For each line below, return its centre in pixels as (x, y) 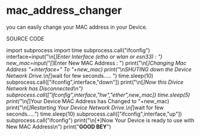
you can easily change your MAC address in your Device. (77, 27)
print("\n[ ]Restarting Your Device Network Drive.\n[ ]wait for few (85, 107)
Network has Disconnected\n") (45, 88)
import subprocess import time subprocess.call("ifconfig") (78, 50)
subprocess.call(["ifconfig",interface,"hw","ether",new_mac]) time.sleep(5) (98, 95)
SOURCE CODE (25, 38)
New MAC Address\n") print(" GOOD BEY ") (59, 126)
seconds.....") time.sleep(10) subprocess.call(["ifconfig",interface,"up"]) (94, 114)
